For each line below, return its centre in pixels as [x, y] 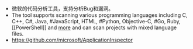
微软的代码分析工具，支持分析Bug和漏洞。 [63, 8]
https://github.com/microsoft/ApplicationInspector [72, 40]
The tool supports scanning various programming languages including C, [99, 15]
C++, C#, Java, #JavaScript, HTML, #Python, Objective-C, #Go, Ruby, [96, 21]
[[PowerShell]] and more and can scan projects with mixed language [94, 27]
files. [18, 34]
